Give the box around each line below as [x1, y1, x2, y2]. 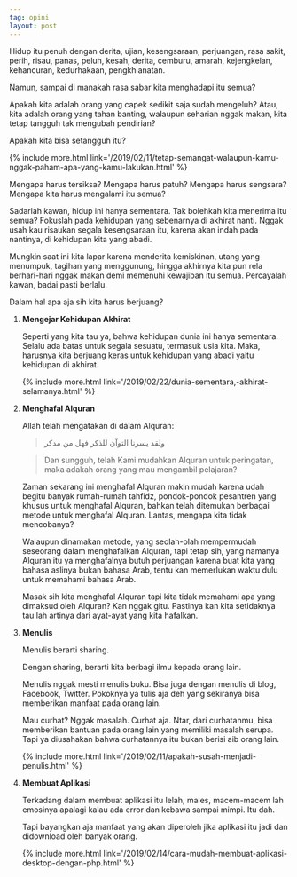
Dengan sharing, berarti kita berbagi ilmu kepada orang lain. [21, 661, 242, 672]
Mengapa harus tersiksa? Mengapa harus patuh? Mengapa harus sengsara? [9, 178, 287, 189]
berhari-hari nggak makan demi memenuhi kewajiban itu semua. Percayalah [9, 270, 286, 280]
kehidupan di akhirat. [21, 359, 99, 369]
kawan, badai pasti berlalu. [9, 279, 108, 289]
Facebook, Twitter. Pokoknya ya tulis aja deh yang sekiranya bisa [21, 688, 260, 699]
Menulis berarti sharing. [21, 644, 109, 655]
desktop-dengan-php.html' [21, 857, 121, 868]
